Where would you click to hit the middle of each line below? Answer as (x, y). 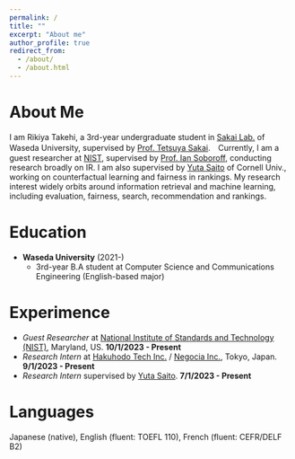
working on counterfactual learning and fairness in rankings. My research (145, 177)
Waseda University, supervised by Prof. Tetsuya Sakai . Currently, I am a (144, 147)
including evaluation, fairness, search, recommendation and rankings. (138, 196)
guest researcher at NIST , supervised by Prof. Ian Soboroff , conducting (140, 157)
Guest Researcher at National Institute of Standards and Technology (148, 337)
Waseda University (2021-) (73, 257)
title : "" (28, 26)
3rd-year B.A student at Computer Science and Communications (155, 267)
